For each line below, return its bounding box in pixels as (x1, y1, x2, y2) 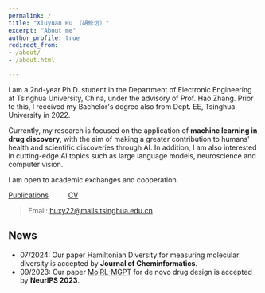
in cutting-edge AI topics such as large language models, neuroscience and (8, 150, 256, 160)
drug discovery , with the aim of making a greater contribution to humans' (8, 134, 250, 143)
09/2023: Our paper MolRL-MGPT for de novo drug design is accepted (19, 267, 253, 276)
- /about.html (8, 57, 56, 64)
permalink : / (8, 11, 52, 20)
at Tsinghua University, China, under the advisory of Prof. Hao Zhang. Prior (8, 93, 254, 103)
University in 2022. (8, 110, 71, 119)
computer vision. (8, 159, 64, 169)
